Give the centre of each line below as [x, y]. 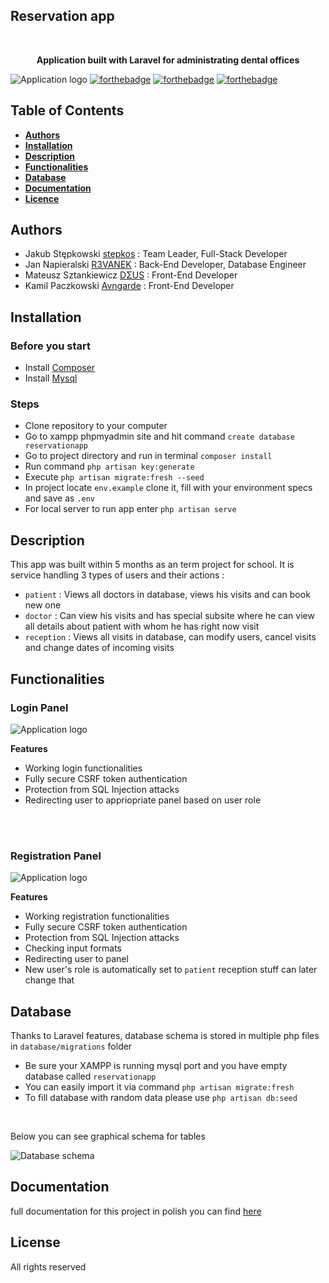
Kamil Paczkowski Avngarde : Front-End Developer [129, 286]
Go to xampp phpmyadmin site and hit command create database [159, 436]
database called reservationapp [90, 1076]
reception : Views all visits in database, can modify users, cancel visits [170, 637]
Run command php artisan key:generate [109, 466]
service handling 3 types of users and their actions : [117, 575]
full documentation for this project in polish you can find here [136, 1211]
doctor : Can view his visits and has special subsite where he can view [169, 616]
